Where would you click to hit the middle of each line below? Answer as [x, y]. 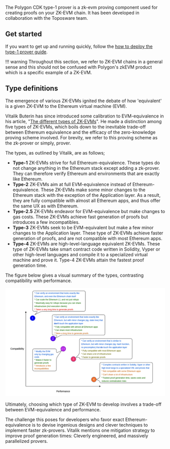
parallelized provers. [27, 441]
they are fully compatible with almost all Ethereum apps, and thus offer [87, 200]
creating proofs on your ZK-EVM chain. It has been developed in [72, 13]
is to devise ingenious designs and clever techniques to [90, 425]
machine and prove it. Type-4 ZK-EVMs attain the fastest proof [78, 260]
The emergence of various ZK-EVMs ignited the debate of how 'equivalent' [83, 101]
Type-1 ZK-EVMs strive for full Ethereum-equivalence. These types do [86, 163]
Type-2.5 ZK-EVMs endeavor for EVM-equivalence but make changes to [89, 211]
